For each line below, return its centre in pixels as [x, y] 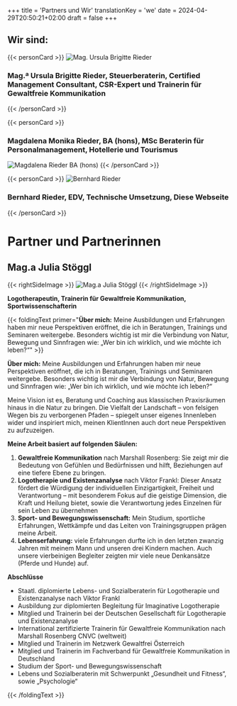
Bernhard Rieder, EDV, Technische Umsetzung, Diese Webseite [118, 197]
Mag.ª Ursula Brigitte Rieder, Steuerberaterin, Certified [104, 75]
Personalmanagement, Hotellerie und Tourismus [93, 150]
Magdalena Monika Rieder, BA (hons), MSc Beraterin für [106, 141]
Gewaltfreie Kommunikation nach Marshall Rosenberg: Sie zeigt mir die [123, 458]
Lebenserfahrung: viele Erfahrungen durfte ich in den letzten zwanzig [120, 540]
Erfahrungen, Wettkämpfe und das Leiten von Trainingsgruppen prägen [122, 525]
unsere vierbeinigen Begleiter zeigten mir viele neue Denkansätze [114, 556]
